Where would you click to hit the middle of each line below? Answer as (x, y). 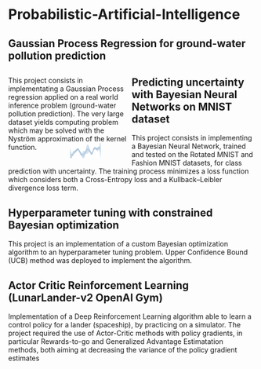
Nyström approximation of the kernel (67, 138)
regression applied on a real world (63, 97)
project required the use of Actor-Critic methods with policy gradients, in (125, 333)
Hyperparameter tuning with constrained (111, 212)
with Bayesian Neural (185, 95)
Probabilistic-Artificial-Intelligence (124, 15)
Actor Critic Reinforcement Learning (99, 285)
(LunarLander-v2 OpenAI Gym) (85, 297)
